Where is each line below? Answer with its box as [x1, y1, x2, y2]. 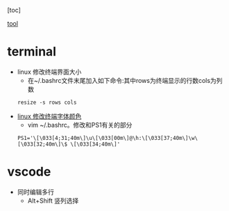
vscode [7, 164, 51, 180]
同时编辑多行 [17, 187, 54, 196]
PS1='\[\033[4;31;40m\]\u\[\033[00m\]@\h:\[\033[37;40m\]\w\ [17, 134, 198, 141]
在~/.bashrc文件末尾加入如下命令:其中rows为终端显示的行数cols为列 [27, 76, 223, 84]
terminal [7, 44, 57, 60]
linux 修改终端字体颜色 [17, 111, 82, 120]
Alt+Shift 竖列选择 [27, 196, 79, 205]
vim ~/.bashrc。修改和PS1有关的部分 [27, 120, 133, 129]
